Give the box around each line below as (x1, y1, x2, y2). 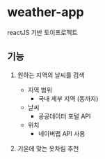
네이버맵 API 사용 (38, 129, 86, 137)
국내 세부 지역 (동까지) (38, 94, 99, 102)
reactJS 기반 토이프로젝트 (7, 28, 78, 36)
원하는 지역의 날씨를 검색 (17, 71, 85, 79)
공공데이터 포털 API (38, 111, 91, 120)
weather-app (7, 4, 85, 20)
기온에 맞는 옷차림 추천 (17, 144, 79, 153)
